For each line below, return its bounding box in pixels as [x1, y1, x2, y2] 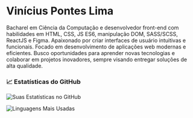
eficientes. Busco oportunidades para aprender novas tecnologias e [6, 49, 175, 56]
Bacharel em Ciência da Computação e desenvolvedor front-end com [6, 24, 179, 31]
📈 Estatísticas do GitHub [6, 77, 81, 86]
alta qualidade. [6, 62, 43, 69]
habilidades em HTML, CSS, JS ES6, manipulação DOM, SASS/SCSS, [6, 30, 178, 37]
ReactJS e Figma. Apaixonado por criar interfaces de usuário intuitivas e [6, 37, 186, 44]
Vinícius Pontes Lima [6, 4, 114, 18]
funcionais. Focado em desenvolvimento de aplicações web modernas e [6, 43, 186, 50]
